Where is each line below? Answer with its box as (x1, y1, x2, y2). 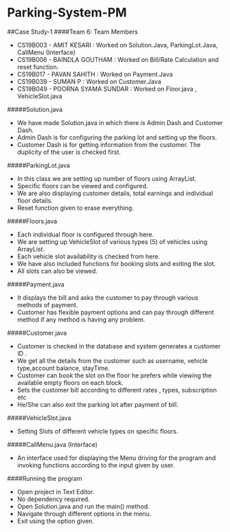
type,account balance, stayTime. (16, 364, 110, 372)
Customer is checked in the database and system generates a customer (16, 342, 221, 350)
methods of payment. (16, 300, 78, 309)
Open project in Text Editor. (16, 487, 95, 496)
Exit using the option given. (16, 517, 95, 525)
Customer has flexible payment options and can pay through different (16, 308, 214, 316)
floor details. (16, 196, 53, 204)
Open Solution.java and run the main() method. (16, 502, 150, 510)
